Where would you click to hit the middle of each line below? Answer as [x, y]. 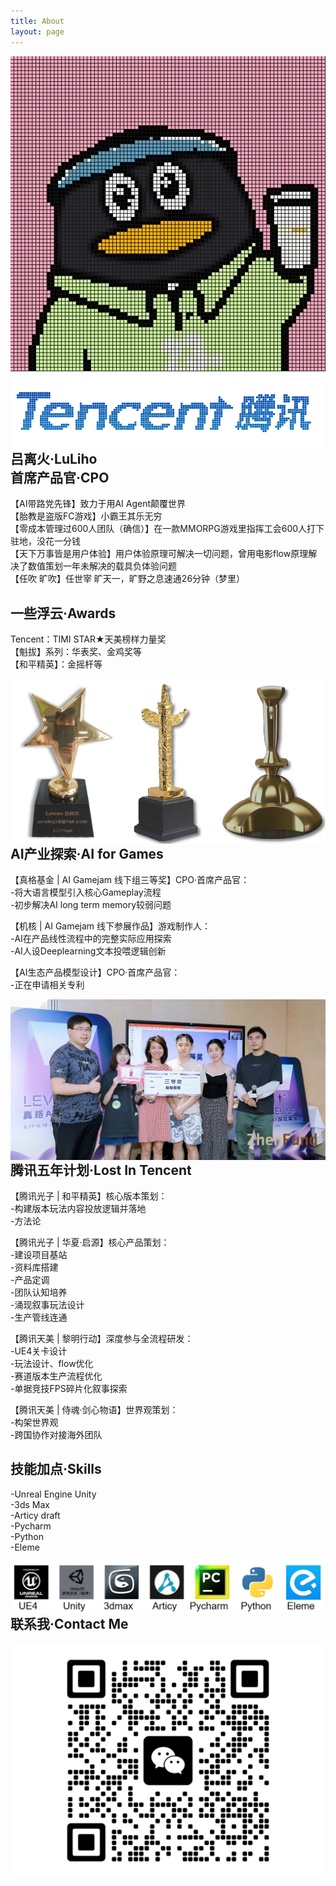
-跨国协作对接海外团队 [56, 1434]
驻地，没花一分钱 [45, 541]
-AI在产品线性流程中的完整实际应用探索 [91, 939]
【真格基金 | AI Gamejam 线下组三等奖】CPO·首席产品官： [130, 880]
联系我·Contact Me [69, 1623]
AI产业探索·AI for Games [87, 853]
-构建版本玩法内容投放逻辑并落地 [78, 1208]
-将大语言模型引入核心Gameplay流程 [86, 892]
